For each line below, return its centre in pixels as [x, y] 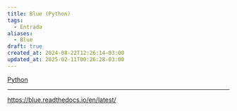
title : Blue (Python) [39, 14]
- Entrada [28, 27]
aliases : [20, 33]
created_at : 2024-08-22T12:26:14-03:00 [66, 53]
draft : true [25, 46]
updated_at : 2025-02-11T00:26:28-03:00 [66, 60]
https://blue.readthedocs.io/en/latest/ [62, 100]
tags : [15, 20]
